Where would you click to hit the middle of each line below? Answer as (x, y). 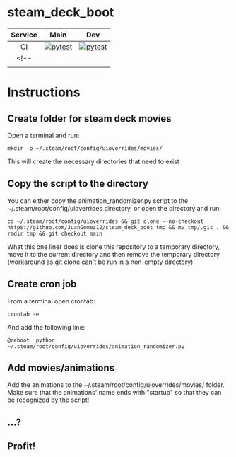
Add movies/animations (61, 368)
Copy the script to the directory (78, 184)
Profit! (22, 446)
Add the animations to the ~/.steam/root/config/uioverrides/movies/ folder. (116, 385)
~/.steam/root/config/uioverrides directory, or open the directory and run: (114, 208)
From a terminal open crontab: (51, 301)
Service (24, 35)
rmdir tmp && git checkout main (55, 233)
